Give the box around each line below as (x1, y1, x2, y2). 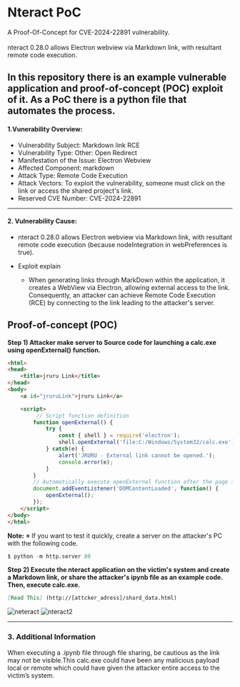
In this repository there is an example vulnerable (7, 71, 227, 84)
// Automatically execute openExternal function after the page (33, 478, 229, 486)
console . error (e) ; (58, 458, 114, 466)
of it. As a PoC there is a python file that (7, 94, 187, 106)
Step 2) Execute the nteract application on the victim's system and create (7, 566, 230, 574)
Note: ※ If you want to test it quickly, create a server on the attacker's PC (7, 531, 223, 540)
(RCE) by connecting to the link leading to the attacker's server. (28, 298, 216, 307)
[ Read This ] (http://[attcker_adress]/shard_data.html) (7, 594, 177, 602)
